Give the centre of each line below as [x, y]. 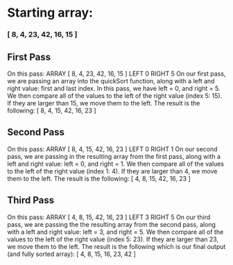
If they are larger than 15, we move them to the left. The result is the [104, 103]
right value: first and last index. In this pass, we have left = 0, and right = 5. [114, 88]
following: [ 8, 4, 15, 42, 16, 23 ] [52, 110]
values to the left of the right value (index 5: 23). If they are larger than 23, [113, 239]
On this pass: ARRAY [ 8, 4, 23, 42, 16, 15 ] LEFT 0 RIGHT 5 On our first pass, [116, 74]
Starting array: [50, 13]
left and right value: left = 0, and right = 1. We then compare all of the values [115, 164]
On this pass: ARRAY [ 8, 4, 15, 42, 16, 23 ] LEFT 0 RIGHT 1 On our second [112, 149]
